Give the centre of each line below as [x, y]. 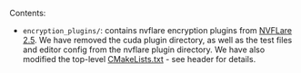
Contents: [28, 13]
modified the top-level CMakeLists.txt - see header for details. [139, 59]
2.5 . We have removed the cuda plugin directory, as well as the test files [157, 40]
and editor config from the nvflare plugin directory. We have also [144, 50]
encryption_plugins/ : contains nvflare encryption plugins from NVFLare [157, 30]
